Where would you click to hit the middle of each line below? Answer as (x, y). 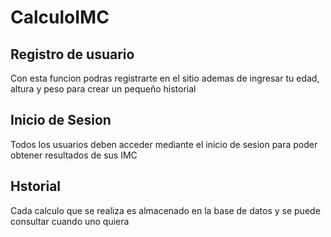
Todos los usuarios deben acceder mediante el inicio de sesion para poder (164, 144)
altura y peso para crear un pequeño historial (103, 89)
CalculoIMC (60, 17)
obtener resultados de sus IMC (74, 155)
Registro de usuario (72, 54)
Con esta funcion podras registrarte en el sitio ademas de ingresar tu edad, (165, 78)
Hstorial (36, 186)
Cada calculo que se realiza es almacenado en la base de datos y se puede (165, 210)
